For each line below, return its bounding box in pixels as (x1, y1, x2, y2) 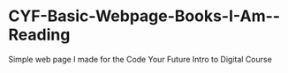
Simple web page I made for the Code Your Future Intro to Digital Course (8, 54, 273, 64)
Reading (8, 25, 71, 45)
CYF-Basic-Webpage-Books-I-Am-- (8, 6, 280, 26)
